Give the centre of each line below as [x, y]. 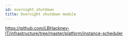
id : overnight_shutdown [30, 10]
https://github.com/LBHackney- [37, 28]
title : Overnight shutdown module [41, 14]
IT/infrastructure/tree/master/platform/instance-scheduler [64, 33]
